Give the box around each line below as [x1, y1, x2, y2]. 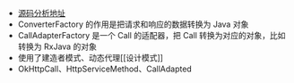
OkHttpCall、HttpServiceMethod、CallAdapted [17, 63, 193, 74]
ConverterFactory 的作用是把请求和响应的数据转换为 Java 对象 [17, 19, 249, 29]
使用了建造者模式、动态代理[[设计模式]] [17, 53, 164, 62]
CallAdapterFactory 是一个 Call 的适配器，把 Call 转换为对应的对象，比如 [17, 30, 286, 40]
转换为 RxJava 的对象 [17, 41, 97, 52]
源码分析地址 [17, 8, 65, 18]
